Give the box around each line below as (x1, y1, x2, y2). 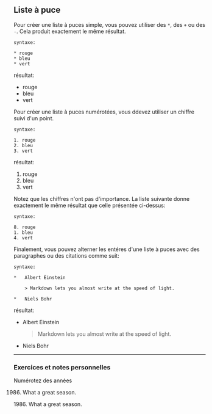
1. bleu (13, 229, 34, 236)
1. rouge (13, 137, 36, 143)
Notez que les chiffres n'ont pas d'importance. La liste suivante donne (13, 195, 190, 202)
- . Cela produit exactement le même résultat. (13, 27, 126, 35)
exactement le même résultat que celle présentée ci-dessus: (13, 202, 166, 209)
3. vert (13, 148, 34, 154)
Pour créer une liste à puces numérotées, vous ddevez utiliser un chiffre (13, 108, 195, 115)
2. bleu (13, 142, 34, 148)
